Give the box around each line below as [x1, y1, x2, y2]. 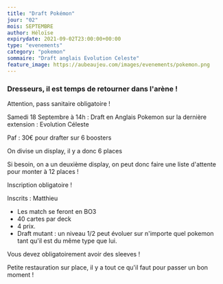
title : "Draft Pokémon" [7, 10, 75, 17]
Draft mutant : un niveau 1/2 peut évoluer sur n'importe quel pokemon [16, 229, 214, 237]
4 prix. [16, 221, 36, 230]
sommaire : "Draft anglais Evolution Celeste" [7, 55, 139, 62]
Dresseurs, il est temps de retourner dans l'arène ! [7, 84, 178, 94]
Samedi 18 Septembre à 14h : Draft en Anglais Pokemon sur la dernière [7, 113, 207, 121]
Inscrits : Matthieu [7, 194, 58, 202]
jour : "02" [7, 17, 38, 23]
